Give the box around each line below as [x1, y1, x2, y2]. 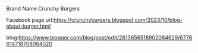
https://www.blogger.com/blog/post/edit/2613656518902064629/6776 [18, 34, 193, 41]
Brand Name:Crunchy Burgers [6, 5, 80, 12]
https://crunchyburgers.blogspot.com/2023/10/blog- [53, 16, 183, 23]
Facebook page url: [6, 16, 54, 23]
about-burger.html [6, 23, 51, 29]
